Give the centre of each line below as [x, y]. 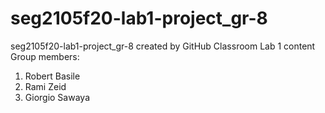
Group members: [45, 56]
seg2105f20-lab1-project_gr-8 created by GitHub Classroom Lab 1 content [163, 46]
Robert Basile [52, 76]
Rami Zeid [45, 86]
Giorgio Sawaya [57, 97]
